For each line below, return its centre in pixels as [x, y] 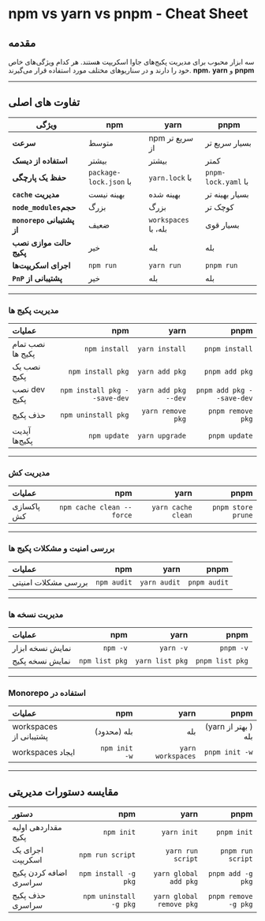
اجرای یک [28, 850]
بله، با [158, 228]
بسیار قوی [222, 224]
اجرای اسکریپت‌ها [41, 265]
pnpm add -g [230, 874]
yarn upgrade [162, 436]
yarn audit [160, 582]
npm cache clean [90, 507]
